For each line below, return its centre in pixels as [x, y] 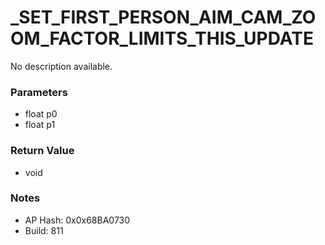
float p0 [41, 114]
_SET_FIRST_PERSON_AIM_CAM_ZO [163, 17]
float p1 [40, 125]
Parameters [39, 92]
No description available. [61, 66]
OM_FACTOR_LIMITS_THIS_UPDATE [162, 38]
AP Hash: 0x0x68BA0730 [77, 220]
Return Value [42, 151]
